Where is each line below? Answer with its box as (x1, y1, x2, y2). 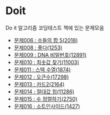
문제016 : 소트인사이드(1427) (13, 103, 80, 110)
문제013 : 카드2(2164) (13, 80, 65, 87)
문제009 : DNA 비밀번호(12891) (13, 51, 87, 58)
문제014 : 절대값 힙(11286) (13, 88, 74, 95)
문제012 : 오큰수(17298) (13, 73, 69, 80)
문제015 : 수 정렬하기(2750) (13, 95, 78, 102)
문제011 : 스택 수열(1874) (13, 66, 71, 73)
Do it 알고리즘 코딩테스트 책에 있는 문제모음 (5, 24, 105, 31)
